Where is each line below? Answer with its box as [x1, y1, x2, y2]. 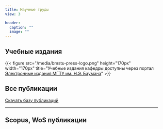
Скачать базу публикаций [5, 97, 59, 103]
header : [5, 20, 21, 25]
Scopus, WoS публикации [5, 116, 87, 124]
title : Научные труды [5, 7, 49, 12]
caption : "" [9, 25, 34, 30]
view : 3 [5, 12, 21, 16]
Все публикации [5, 84, 57, 93]
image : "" [9, 30, 29, 34]
